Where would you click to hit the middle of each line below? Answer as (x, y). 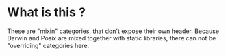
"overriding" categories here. (48, 45)
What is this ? (46, 12)
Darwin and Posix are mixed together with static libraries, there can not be (112, 38)
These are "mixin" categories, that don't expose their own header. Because (113, 31)
